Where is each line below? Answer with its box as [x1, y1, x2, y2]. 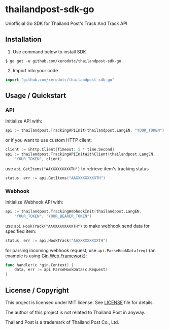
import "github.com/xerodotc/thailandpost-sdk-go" [5, 77, 115, 82]
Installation [5, 35, 42, 44]
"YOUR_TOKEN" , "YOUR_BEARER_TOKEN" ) [14, 214, 92, 219]
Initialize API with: [5, 118, 42, 124]
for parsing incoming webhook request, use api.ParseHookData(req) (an [5, 247, 156, 253]
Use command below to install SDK [12, 48, 86, 54]
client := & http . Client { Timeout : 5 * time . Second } [5, 147, 115, 152]
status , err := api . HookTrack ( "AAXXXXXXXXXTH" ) [5, 238, 108, 243]
